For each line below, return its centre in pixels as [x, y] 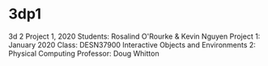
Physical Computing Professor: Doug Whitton [84, 53]
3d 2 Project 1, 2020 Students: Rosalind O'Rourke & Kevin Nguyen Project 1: [134, 36]
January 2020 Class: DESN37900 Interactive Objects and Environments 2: [132, 44]
